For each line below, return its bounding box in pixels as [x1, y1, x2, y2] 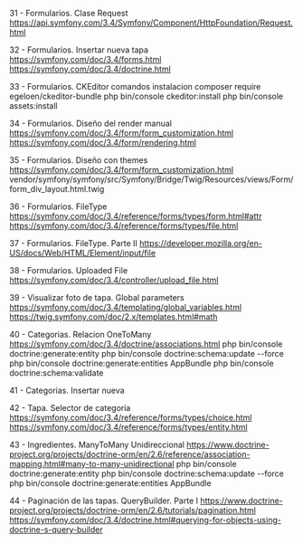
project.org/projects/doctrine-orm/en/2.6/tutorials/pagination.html [9, 505, 256, 515]
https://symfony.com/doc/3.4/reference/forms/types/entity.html [9, 422, 248, 433]
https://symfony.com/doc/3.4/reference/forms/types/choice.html [9, 412, 252, 423]
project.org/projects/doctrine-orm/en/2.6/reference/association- [9, 449, 251, 460]
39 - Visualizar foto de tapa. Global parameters [9, 292, 185, 302]
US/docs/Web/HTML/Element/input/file [9, 248, 156, 258]
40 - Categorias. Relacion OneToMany [9, 329, 152, 339]
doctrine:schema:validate [9, 367, 104, 378]
